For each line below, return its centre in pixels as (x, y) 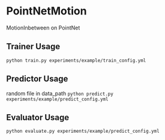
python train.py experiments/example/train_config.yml (76, 60)
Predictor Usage (37, 79)
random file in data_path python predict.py (60, 93)
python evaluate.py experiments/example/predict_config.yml (83, 131)
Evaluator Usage (38, 117)
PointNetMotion (46, 11)
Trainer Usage (33, 47)
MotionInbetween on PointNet (43, 28)
